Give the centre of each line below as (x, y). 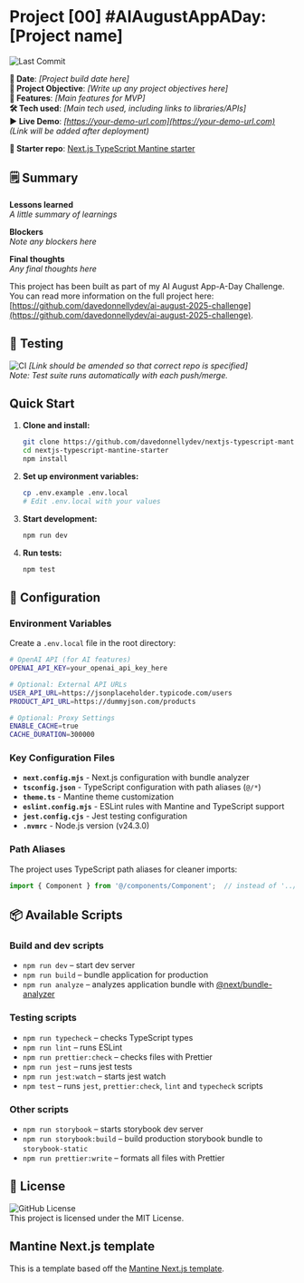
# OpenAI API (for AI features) (70, 660)
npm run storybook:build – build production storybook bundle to (142, 1138)
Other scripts (39, 1109)
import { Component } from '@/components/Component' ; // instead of (143, 886)
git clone (41, 442)
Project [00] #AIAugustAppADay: (138, 17)
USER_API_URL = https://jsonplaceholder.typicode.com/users (121, 693)
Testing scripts (43, 1018)
